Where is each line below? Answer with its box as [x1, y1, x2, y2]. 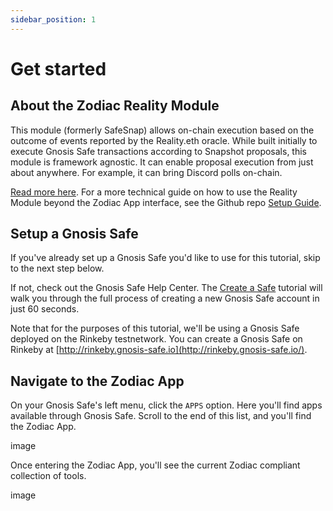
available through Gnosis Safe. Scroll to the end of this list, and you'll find [10, 410, 312, 422]
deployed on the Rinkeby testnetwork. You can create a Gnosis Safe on [10, 333, 303, 345]
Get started [10, 57, 107, 80]
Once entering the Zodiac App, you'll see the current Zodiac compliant [10, 459, 301, 471]
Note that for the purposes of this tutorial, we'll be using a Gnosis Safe [10, 322, 300, 335]
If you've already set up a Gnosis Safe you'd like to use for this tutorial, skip [10, 252, 321, 264]
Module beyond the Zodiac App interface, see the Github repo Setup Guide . [10, 196, 322, 208]
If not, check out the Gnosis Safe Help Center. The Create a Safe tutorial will [10, 282, 323, 294]
